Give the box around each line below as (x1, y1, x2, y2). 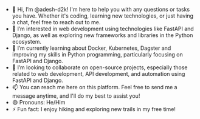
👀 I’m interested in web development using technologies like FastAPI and (12, 25, 195, 32)
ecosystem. (12, 38, 41, 45)
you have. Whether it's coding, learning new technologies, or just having (12, 12, 193, 19)
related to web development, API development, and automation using (12, 70, 185, 77)
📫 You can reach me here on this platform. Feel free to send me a (12, 84, 178, 90)
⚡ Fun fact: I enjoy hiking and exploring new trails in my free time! (12, 106, 176, 112)
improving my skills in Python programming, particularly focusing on (12, 51, 184, 58)
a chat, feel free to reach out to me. (12, 19, 101, 25)
